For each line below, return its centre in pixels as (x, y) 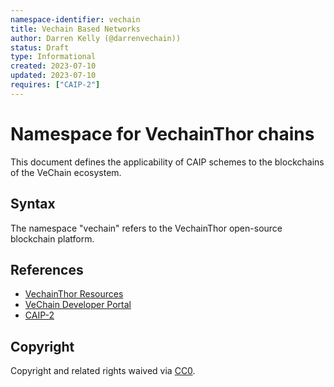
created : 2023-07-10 (53, 66)
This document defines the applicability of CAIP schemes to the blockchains (167, 162)
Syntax (33, 204)
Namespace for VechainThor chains (162, 133)
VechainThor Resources (74, 294)
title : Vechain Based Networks (75, 29)
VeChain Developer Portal (78, 305)
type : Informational (53, 57)
